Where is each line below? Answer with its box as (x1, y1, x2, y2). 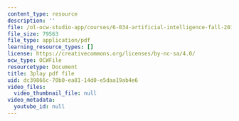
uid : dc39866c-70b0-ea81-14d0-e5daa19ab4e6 (7, 76, 139, 84)
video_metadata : (7, 97, 55, 104)
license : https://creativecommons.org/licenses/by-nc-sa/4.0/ (7, 51, 196, 58)
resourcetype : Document (7, 63, 78, 70)
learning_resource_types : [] (7, 43, 94, 51)
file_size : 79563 (7, 30, 59, 38)
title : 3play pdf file (7, 70, 75, 77)
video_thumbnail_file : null (14, 90, 97, 97)
